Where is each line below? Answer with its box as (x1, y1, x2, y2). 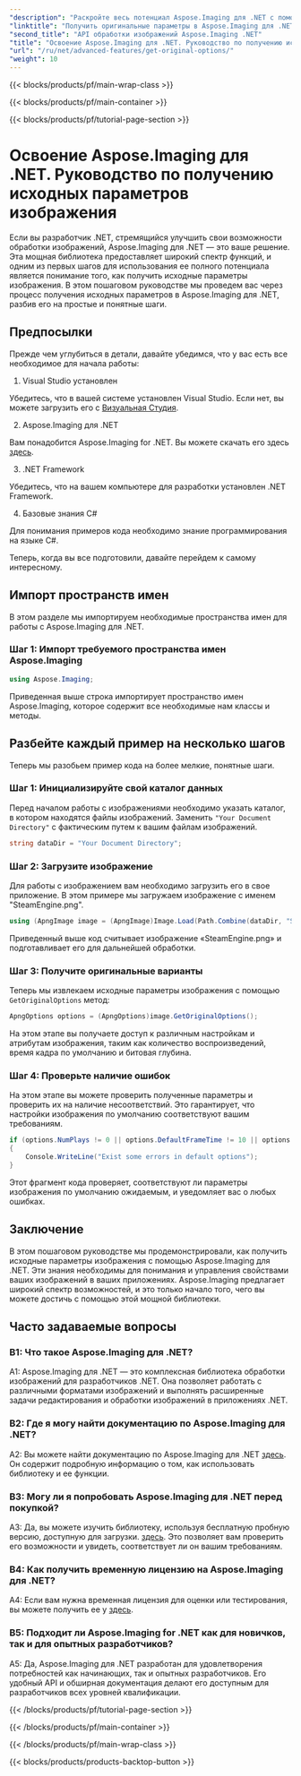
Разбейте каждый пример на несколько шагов (9, 736, 286, 751)
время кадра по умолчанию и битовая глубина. (9, 1047, 192, 1058)
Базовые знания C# (21, 508, 98, 519)
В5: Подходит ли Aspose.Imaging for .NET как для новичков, (9, 1626, 286, 1639)
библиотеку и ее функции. (9, 1468, 109, 1479)
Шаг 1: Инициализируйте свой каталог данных (9, 782, 224, 794)
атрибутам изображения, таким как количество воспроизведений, (9, 1038, 267, 1049)
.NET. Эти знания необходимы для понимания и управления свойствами (9, 1265, 289, 1275)
